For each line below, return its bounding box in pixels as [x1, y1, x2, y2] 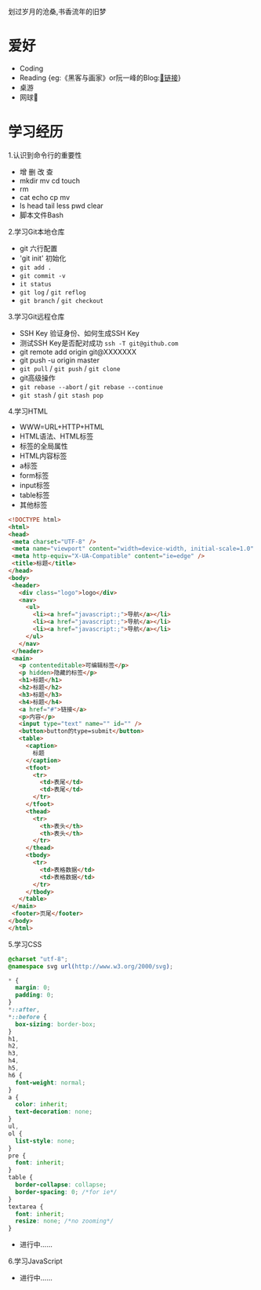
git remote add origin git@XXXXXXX [19, 347, 137, 356]
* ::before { [8, 1013, 47, 1021]
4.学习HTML [8, 406, 49, 416]
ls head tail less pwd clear [19, 201, 103, 210]
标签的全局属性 [19, 441, 68, 450]
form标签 [19, 470, 49, 480]
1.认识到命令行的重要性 [8, 150, 82, 159]
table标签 [19, 490, 50, 500]
